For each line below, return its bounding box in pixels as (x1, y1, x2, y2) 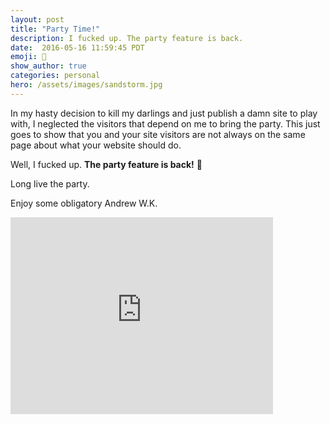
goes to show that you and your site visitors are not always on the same (10, 128, 306, 140)
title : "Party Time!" (10, 24, 101, 34)
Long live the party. (10, 177, 90, 190)
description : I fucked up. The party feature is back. (10, 33, 244, 43)
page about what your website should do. (10, 139, 182, 151)
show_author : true (10, 61, 87, 71)
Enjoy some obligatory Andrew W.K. (10, 197, 158, 209)
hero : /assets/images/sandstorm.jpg (10, 80, 163, 90)
